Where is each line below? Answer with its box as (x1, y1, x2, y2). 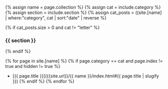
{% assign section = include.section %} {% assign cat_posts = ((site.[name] (5, 9, 162, 15)
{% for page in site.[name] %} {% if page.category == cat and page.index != (5, 58, 163, 64)
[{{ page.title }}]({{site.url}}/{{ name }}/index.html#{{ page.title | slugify (12, 73, 159, 79)
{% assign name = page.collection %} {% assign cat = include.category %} (5, 4, 161, 10)
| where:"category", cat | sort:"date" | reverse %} (5, 15, 107, 20)
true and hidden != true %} (5, 63, 61, 69)
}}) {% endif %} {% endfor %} (12, 78, 75, 84)
